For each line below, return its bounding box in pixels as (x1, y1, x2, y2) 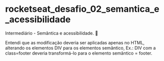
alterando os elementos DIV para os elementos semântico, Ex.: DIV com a (5, 45, 156, 51)
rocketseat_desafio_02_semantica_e (5, 3, 160, 15)
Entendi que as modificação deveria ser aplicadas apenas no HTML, (5, 39, 145, 45)
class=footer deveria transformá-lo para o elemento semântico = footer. (5, 50, 153, 56)
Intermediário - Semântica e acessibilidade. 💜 (5, 30, 98, 36)
